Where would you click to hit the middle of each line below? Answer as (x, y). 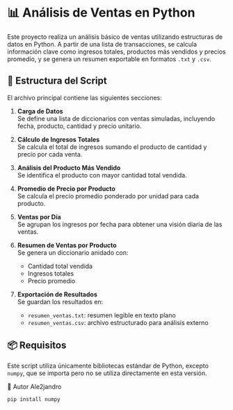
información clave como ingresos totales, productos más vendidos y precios (116, 52)
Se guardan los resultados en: (60, 301)
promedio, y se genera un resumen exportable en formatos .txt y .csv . (110, 58)
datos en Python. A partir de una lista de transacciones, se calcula (102, 44)
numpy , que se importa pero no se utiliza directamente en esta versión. (107, 373)
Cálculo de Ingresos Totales (58, 139)
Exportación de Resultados (57, 294)
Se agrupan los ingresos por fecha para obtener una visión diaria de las (120, 224)
